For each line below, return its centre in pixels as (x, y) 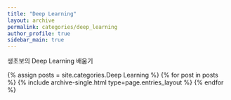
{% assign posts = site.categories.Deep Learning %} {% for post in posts (113, 75)
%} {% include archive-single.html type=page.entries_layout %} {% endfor (115, 82)
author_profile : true (39, 33)
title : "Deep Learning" (42, 14)
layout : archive (31, 20)
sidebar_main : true (36, 40)
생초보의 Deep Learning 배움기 (50, 61)
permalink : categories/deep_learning (62, 27)
